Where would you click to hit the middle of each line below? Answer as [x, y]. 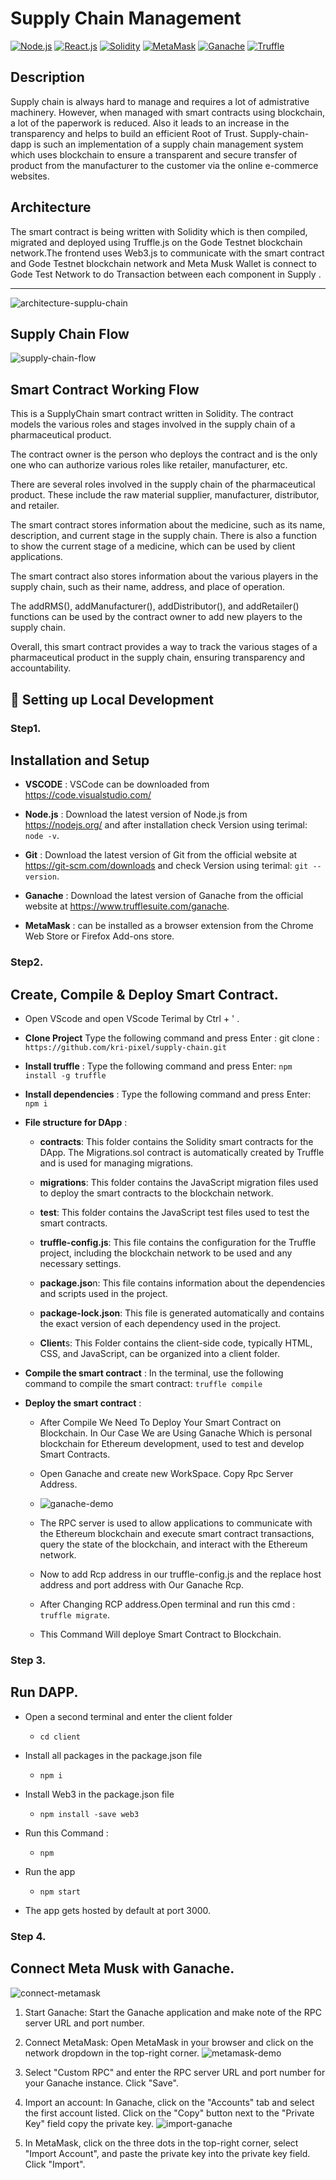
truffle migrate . [75, 1615]
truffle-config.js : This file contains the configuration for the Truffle [178, 1243]
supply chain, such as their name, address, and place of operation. [148, 587]
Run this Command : [66, 1833]
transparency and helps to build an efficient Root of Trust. [129, 133]
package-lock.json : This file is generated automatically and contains [182, 1313]
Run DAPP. [44, 1692]
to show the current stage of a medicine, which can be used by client [153, 546]
